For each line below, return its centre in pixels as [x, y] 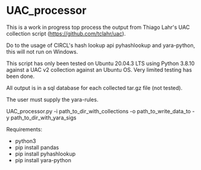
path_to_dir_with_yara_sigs [43, 118]
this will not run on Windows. [42, 51]
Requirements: [24, 129]
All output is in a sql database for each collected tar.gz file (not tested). [94, 87]
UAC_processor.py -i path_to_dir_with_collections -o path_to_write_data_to [99, 111]
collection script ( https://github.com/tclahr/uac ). [66, 33]
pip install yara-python [43, 160]
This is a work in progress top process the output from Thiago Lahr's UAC [98, 27]
